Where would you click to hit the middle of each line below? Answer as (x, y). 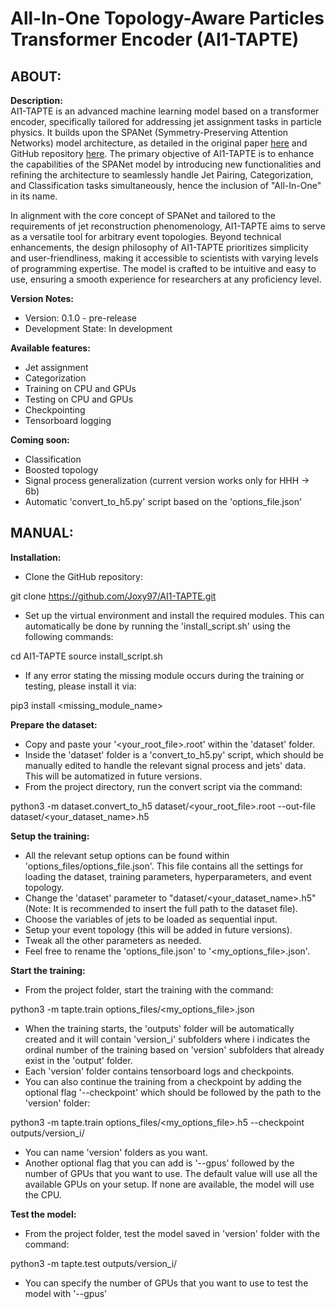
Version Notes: (42, 298)
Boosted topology (61, 470)
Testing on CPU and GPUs (79, 399)
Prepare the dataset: (54, 724)
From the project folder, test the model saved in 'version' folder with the (172, 1233)
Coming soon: (40, 440)
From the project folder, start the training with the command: (149, 989)
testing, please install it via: (80, 686)
